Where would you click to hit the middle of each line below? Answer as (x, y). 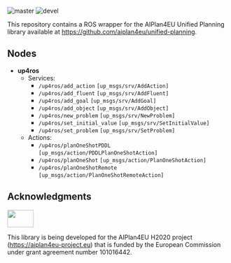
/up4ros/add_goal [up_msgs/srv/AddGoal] (97, 101)
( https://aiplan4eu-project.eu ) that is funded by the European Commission (114, 244)
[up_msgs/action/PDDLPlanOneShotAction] (98, 153)
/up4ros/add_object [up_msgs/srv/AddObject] (104, 108)
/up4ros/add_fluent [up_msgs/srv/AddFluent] (104, 93)
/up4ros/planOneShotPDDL (75, 145)
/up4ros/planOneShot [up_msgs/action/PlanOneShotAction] (122, 160)
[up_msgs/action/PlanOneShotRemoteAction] (101, 175)
